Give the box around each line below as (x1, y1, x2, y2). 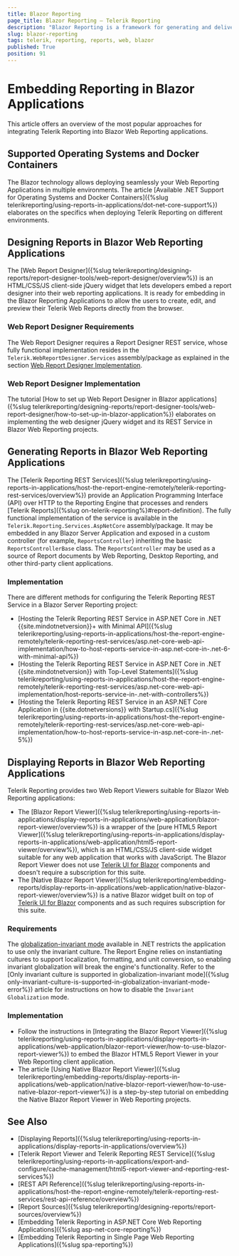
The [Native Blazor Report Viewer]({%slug (17, 876, 142, 884)
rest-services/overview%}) (7, 491, 87, 499)
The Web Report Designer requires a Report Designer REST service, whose (7, 338, 228, 346)
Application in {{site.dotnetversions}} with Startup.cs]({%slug (17, 705, 198, 714)
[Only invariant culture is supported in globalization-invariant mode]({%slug (7, 970, 229, 979)
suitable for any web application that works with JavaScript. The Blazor (17, 853, 226, 861)
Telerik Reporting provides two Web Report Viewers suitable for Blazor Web (7, 786, 229, 794)
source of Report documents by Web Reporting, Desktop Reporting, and (7, 551, 219, 560)
